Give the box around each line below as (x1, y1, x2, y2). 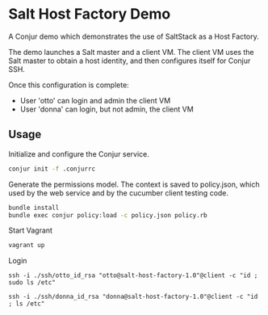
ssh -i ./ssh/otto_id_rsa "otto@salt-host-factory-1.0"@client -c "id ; (8, 271, 258, 279)
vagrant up (8, 241, 45, 250)
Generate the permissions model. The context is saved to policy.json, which (8, 179, 260, 189)
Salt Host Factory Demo (8, 5, 171, 23)
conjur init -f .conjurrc (8, 165, 95, 173)
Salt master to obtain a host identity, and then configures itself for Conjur (8, 56, 251, 65)
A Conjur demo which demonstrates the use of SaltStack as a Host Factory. (8, 31, 260, 41)
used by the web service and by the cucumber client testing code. (8, 187, 228, 198)
